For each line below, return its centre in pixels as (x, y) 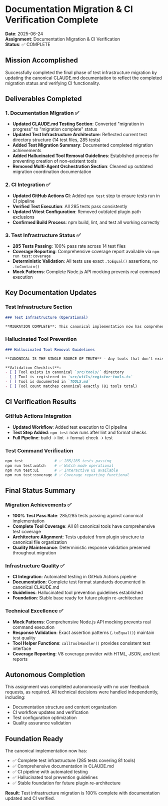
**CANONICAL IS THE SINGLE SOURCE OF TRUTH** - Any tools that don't (79, 359)
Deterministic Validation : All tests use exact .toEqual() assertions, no (85, 261)
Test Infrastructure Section (39, 307)
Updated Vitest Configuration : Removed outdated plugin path (76, 212)
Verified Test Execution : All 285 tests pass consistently (70, 206)
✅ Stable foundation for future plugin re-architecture (66, 783)
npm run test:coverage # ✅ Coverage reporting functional (67, 475)
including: (15, 697)
